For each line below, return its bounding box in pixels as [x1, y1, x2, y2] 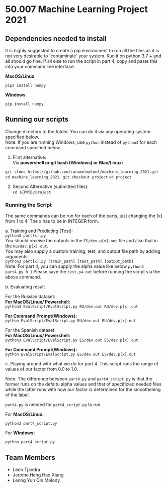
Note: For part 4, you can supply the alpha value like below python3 [5, 263, 144, 269]
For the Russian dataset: [5, 294, 55, 300]
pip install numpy [5, 102, 44, 107]
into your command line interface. [5, 64, 75, 69]
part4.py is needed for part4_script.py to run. [5, 402, 102, 408]
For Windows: [5, 430, 35, 436]
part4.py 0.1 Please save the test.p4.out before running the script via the [5, 269, 160, 275]
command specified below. [5, 144, 61, 150]
